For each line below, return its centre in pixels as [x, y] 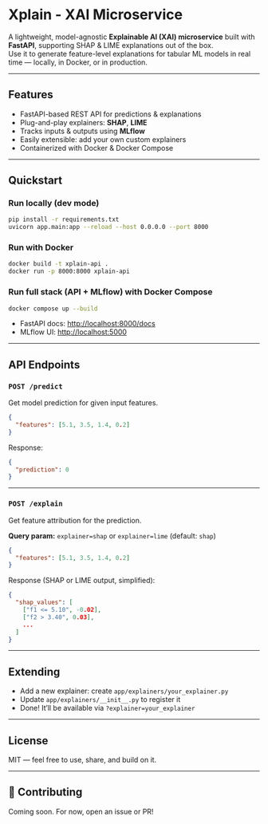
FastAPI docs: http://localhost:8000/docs [87, 324]
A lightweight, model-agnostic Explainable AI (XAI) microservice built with [132, 37]
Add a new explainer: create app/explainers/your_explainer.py [124, 691]
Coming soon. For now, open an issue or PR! [81, 811]
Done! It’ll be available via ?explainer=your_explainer [107, 708]
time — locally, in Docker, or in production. [78, 62]
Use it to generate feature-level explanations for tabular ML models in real [130, 53]
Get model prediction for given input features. [83, 403]
